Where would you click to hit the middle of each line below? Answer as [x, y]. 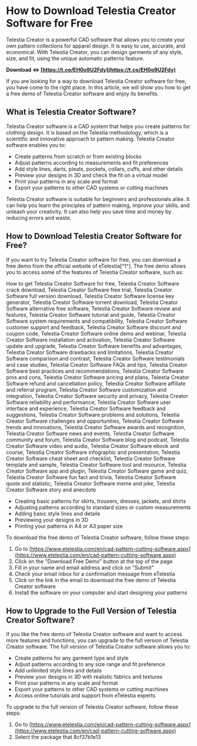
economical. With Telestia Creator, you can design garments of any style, [94, 52]
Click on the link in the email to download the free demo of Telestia [95, 580]
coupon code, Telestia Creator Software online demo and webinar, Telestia [96, 333]
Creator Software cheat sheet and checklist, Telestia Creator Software [91, 458]
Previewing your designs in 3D [52, 520]
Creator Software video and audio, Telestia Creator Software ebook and [93, 446]
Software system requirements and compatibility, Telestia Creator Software [97, 321]
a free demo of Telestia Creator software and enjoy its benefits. [83, 93]
